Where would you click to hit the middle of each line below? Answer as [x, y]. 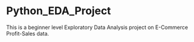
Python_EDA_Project [59, 11]
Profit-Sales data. [28, 33]
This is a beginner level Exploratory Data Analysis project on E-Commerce [97, 27]
